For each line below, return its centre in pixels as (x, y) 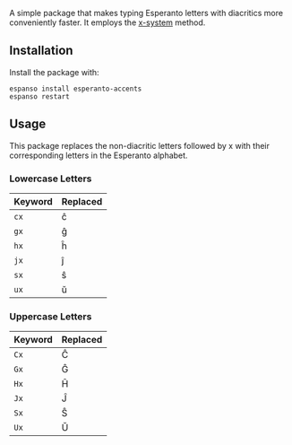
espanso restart (39, 96)
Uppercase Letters (51, 316)
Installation (41, 51)
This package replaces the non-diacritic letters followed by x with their (140, 145)
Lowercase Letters (51, 179)
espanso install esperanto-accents (76, 89)
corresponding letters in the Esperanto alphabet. (99, 155)
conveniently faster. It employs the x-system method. (107, 22)
